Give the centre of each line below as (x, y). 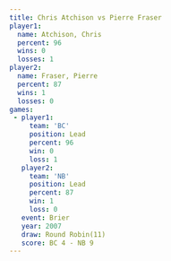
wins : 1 (32, 92)
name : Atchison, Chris (60, 34)
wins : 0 (32, 51)
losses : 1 (35, 59)
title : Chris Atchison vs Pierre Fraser (86, 17)
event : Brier (45, 217)
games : (21, 109)
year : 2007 (42, 226)
